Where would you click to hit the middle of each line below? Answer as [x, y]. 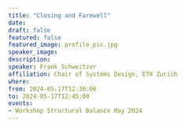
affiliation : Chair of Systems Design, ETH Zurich [93, 74]
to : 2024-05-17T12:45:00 [49, 96]
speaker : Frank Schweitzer [52, 67]
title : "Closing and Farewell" [59, 15]
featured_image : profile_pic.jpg [63, 45]
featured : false [35, 37]
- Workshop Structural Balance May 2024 [76, 111]
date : [17, 23]
